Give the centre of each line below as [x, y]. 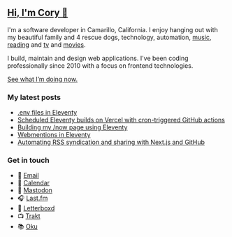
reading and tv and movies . [46, 44]
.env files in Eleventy [47, 113]
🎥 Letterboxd [36, 208]
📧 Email [28, 175]
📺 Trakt [29, 216]
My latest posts [34, 97]
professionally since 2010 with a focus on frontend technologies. [100, 65]
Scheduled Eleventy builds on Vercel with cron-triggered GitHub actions [121, 120]
